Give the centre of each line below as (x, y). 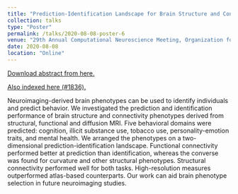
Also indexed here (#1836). (47, 87)
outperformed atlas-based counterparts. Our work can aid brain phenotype (117, 175)
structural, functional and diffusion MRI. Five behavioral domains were (109, 123)
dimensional (25, 145)
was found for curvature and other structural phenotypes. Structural (107, 160)
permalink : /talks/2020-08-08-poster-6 (66, 34)
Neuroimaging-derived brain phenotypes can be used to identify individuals (118, 100)
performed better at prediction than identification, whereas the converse (113, 153)
